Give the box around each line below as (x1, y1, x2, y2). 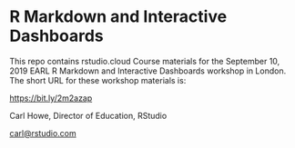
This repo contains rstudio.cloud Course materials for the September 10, (9, 55, 280, 66)
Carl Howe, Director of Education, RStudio (9, 110, 168, 121)
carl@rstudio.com (9, 127, 76, 138)
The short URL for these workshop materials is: (9, 74, 187, 85)
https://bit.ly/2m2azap (9, 93, 93, 104)
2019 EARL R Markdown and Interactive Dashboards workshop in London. (9, 65, 287, 76)
